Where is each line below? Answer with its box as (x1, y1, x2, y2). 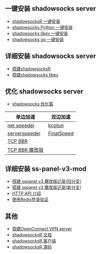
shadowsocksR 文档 (12, 232, 52, 238)
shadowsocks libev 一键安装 (12, 30, 68, 36)
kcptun (48, 122, 64, 129)
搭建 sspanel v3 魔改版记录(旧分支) (12, 179, 82, 184)
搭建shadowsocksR (12, 66, 51, 72)
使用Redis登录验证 (12, 196, 49, 202)
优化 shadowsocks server (5, 88, 84, 96)
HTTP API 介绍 (12, 191, 41, 196)
